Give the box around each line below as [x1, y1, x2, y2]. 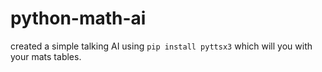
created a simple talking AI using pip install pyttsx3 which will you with [10, 40, 313, 52]
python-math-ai [10, 7, 147, 30]
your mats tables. [10, 50, 82, 62]
